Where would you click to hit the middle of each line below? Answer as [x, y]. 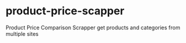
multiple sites [22, 33]
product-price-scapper [65, 11]
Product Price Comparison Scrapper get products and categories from [93, 27]
